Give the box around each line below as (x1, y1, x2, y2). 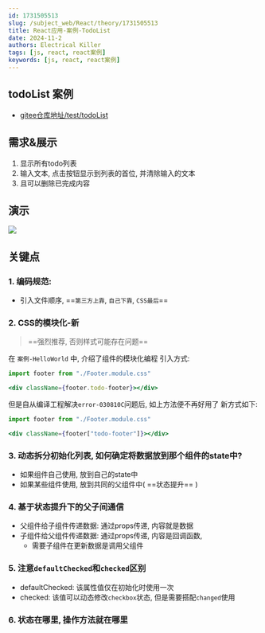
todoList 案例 (8, 88, 74, 101)
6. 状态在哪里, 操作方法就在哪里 (8, 614, 129, 625)
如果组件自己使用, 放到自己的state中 (19, 470, 138, 479)
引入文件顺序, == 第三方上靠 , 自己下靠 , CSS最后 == (19, 295, 169, 305)
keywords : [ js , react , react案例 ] (8, 57, 121, 64)
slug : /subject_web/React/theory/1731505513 (8, 19, 158, 27)
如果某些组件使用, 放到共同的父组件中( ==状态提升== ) (19, 479, 198, 490)
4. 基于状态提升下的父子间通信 (8, 502, 125, 513)
